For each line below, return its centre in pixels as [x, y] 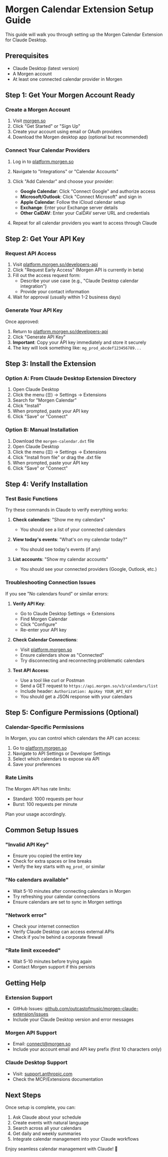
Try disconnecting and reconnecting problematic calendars [82, 660]
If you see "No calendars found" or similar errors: [57, 593]
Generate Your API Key [34, 310]
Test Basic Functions [32, 499]
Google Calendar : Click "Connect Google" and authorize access [88, 191]
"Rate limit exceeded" [33, 950]
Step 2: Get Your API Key [45, 239]
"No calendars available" [37, 880]
